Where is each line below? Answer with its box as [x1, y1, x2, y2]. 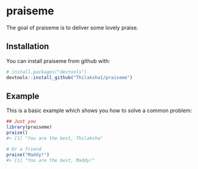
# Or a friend [6, 146, 42, 152]
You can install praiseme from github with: [6, 57, 110, 64]
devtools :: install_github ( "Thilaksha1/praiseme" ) [6, 74, 133, 80]
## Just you [6, 119, 36, 125]
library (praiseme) [6, 124, 52, 130]
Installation [6, 41, 49, 52]
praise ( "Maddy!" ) [6, 152, 50, 158]
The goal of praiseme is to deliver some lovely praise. [6, 24, 139, 31]
